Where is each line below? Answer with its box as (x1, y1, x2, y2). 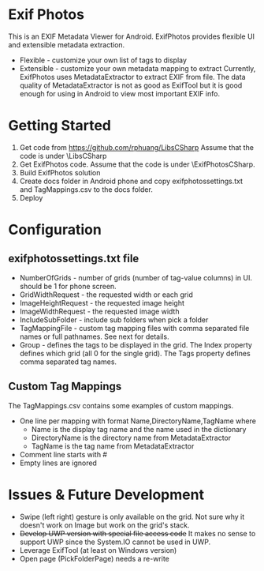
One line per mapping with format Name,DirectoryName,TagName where (19, 416, 256, 426)
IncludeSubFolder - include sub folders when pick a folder (19, 314, 209, 325)
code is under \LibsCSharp (19, 151, 107, 160)
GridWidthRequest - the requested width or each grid (19, 290, 193, 299)
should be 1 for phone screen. (19, 281, 117, 291)
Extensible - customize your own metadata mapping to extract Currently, (19, 63, 256, 73)
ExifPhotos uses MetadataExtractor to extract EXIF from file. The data (19, 72, 246, 81)
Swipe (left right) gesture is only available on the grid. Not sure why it (19, 512, 245, 521)
